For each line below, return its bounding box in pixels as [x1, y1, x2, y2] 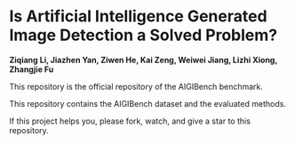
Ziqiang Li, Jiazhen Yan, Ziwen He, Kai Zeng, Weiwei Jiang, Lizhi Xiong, [9, 54, 278, 65]
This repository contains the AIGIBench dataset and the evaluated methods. [9, 98, 287, 108]
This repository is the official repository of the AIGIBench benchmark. [9, 81, 264, 92]
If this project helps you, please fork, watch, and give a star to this [9, 116, 251, 126]
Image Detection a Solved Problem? [9, 25, 278, 45]
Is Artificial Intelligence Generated [9, 6, 268, 27]
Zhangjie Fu [9, 64, 54, 75]
